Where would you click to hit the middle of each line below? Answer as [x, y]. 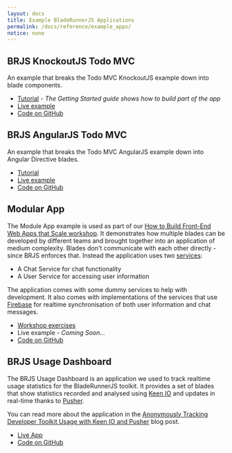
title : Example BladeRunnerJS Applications [71, 20]
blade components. [35, 85]
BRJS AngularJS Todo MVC [67, 135]
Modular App [36, 209]
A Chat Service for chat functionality [69, 268]
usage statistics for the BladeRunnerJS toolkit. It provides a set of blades [111, 386]
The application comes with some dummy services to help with [97, 289]
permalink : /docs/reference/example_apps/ [69, 26]
